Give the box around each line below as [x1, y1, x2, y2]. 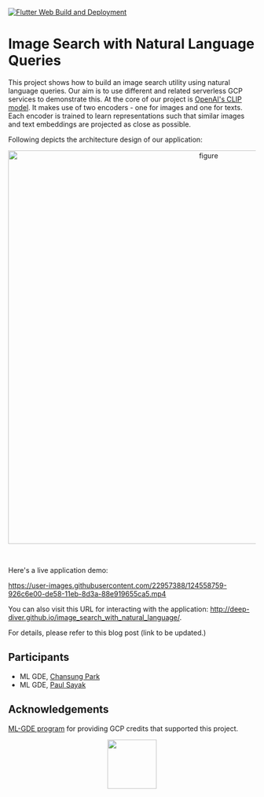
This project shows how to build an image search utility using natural [8, 77, 230, 87]
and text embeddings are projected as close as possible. [8, 119, 191, 129]
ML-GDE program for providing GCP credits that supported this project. [8, 724, 239, 733]
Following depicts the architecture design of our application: [8, 135, 203, 144]
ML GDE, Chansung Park [19, 671, 101, 681]
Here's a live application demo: [8, 565, 108, 574]
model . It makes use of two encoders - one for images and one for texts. [8, 102, 243, 112]
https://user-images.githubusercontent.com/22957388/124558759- [8, 581, 227, 590]
